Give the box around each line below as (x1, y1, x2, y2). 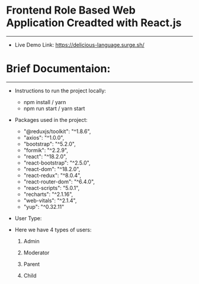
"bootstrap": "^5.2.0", (23, 140, 76, 147)
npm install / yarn (23, 98, 66, 105)
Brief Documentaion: (6, 62, 111, 76)
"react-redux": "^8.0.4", (23, 172, 82, 179)
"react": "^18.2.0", (23, 153, 68, 160)
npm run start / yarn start (23, 105, 85, 112)
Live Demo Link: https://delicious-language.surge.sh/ (14, 41, 145, 48)
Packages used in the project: (14, 116, 88, 123)
